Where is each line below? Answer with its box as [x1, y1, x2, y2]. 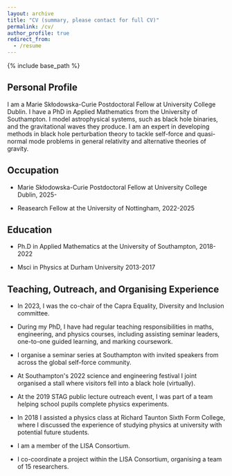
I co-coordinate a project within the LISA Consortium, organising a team [17, 455, 222, 463]
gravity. [7, 144, 29, 153]
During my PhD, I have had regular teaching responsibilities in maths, [17, 322, 214, 331]
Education [7, 224, 53, 236]
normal [7, 137, 28, 145]
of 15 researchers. [17, 463, 69, 471]
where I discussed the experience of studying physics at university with [17, 421, 222, 429]
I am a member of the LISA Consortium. [17, 442, 130, 450]
